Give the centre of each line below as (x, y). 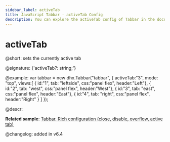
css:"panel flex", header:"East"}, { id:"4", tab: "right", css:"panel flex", (78, 94)
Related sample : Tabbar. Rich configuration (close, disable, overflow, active (84, 119)
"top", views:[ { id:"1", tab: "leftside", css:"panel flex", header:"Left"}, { (78, 83)
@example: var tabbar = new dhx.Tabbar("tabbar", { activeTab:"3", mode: (82, 78)
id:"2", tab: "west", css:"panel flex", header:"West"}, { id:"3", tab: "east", (80, 88)
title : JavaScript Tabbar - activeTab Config (54, 15)
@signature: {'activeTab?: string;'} (41, 68)
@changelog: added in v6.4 (34, 134)
